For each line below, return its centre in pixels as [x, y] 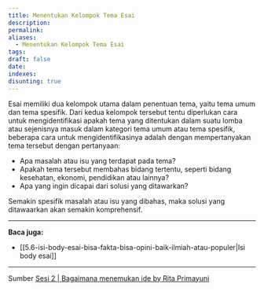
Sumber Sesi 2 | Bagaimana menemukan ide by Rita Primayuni [109, 278]
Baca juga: [26, 232]
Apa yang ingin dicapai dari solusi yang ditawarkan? [104, 186]
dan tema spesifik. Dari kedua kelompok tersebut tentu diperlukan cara [123, 112]
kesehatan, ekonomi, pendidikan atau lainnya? [94, 177]
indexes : [22, 74]
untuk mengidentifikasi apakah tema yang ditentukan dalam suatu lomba [126, 120]
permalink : [26, 30]
